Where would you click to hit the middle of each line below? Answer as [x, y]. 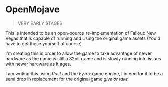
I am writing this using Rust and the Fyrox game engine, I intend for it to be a [84, 73]
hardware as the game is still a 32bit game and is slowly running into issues [83, 58]
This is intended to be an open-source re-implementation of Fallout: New [81, 33]
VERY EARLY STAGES [40, 23]
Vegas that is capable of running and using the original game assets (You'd [83, 38]
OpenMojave [32, 9]
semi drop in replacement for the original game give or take [67, 79]
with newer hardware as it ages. [38, 64]
